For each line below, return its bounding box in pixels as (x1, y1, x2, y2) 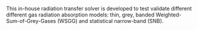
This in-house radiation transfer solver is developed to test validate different (6, 5, 192, 12)
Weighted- (155, 11, 182, 18)
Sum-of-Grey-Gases (6, 18, 56, 24)
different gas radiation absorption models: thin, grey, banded (6, 11, 155, 18)
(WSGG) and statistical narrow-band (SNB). (57, 18, 164, 24)
